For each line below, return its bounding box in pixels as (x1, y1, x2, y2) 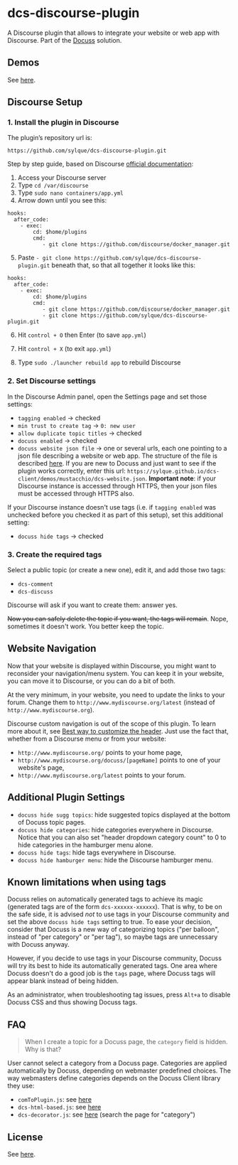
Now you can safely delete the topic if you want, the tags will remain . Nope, (7, 615, 229, 623)
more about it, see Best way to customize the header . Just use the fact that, (7, 726, 229, 735)
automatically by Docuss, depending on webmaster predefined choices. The (7, 1066, 231, 1075)
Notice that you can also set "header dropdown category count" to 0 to (17, 833, 227, 842)
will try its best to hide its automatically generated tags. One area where (7, 962, 218, 970)
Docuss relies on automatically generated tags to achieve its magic (7, 895, 204, 903)
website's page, (17, 763, 65, 772)
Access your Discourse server (17, 173, 107, 182)
